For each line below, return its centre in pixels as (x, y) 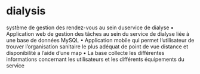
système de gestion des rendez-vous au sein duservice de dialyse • (90, 27)
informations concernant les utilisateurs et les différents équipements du (96, 59)
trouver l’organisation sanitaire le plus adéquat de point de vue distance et (97, 47)
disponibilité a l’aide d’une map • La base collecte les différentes (85, 53)
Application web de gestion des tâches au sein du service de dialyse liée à (98, 33)
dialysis (26, 11)
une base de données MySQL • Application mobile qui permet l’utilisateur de (100, 40)
